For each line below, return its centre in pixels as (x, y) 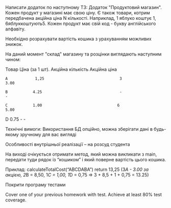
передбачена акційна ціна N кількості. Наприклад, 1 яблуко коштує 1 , (81, 18)
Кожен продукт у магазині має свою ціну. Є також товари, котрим (78, 13)
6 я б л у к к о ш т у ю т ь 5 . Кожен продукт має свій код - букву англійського (81, 23)
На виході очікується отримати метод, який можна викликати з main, (81, 154)
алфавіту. (15, 29)
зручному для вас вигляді (48, 135)
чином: (13, 60)
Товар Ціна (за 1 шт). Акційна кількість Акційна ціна (61, 69)
